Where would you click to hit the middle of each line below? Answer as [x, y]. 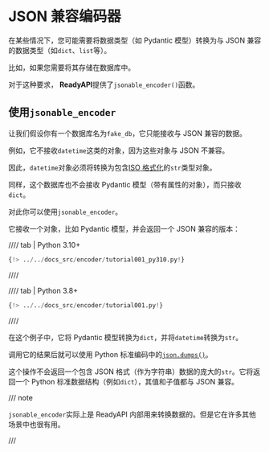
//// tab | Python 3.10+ [45, 244]
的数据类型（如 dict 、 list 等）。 [60, 50]
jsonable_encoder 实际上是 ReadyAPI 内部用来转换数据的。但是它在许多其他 [132, 414]
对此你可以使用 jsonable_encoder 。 [65, 212]
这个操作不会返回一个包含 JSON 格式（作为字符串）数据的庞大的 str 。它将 [131, 372]
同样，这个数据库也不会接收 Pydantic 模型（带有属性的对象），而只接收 [125, 184]
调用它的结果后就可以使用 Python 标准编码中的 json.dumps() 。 [110, 354]
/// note [21, 397]
